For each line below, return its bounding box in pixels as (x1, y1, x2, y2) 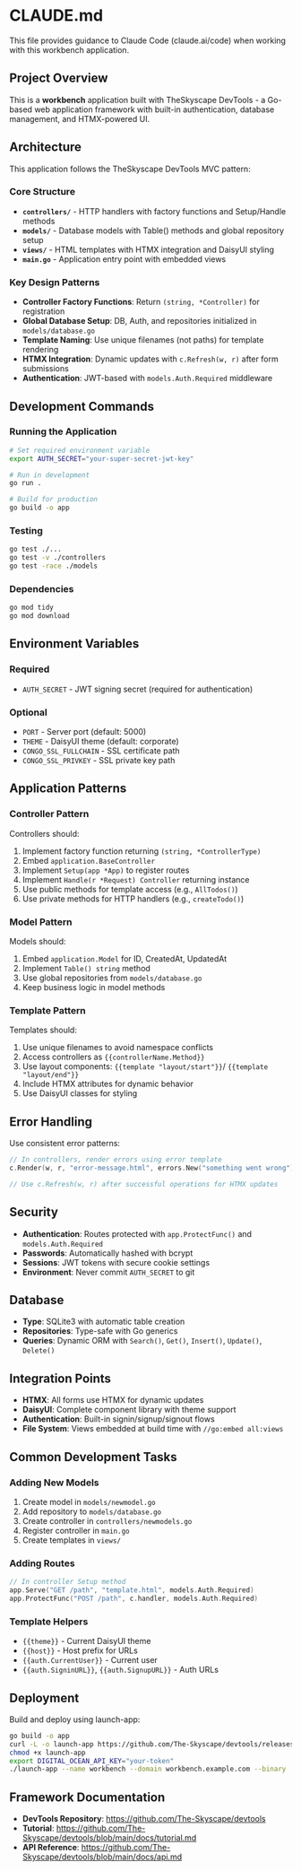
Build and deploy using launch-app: (9, 1714, 141, 1725)
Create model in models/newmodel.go (21, 1496, 156, 1507)
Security (9, 1205, 58, 1220)
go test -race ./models (9, 561, 99, 570)
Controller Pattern (9, 808, 90, 821)
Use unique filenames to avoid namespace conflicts (21, 1042, 214, 1053)
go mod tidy (9, 603, 54, 613)
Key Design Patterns (9, 275, 100, 288)
